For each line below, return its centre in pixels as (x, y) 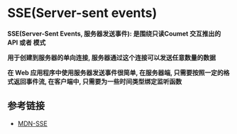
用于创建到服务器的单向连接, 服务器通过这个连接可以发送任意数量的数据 (112, 57)
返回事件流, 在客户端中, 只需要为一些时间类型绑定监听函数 (98, 81)
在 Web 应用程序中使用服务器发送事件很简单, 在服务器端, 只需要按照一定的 (115, 72)
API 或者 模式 (27, 42)
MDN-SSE (32, 123)
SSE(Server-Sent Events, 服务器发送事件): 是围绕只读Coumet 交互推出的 (114, 33)
